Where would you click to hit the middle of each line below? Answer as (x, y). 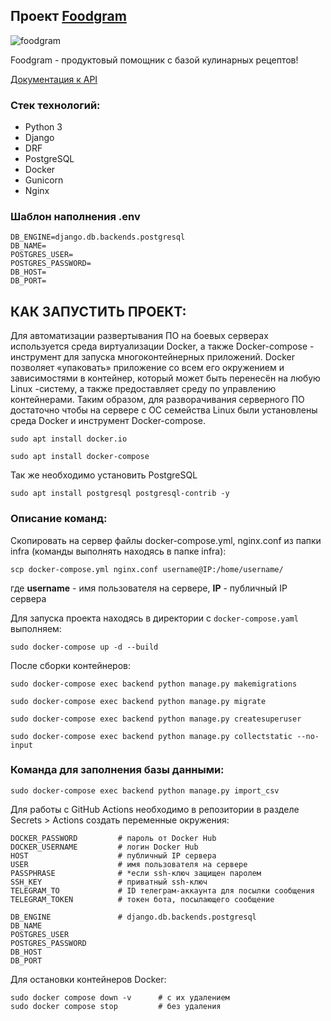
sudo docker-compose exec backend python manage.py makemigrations (154, 684)
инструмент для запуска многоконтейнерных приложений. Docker (153, 357)
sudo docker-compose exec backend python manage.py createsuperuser (156, 719)
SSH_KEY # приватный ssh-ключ (109, 882)
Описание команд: (59, 519)
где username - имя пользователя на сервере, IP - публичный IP (149, 588)
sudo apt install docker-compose (80, 457)
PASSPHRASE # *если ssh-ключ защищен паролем (136, 873)
